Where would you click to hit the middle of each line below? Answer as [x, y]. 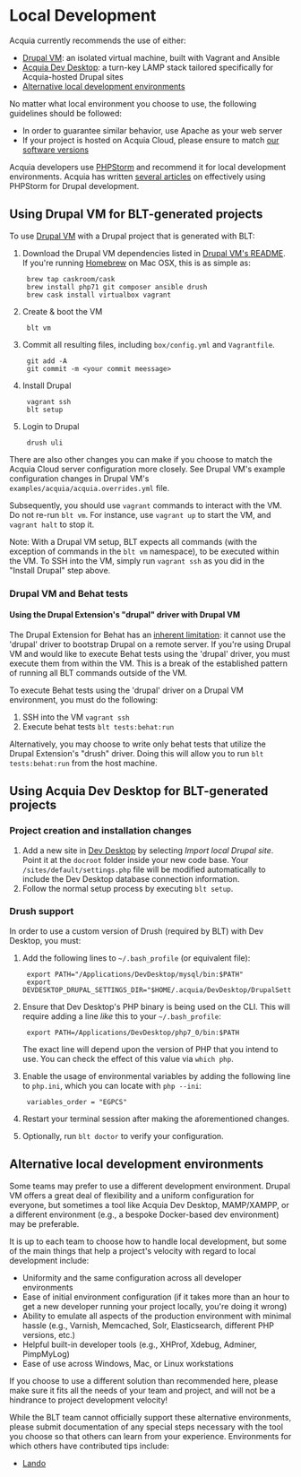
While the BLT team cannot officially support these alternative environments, [150, 1417]
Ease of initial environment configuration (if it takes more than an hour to [156, 1297]
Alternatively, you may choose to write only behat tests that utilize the [138, 744]
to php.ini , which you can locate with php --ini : [112, 1085]
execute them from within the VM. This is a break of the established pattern [149, 663]
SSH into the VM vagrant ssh [76, 717]
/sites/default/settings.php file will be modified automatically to [144, 869]
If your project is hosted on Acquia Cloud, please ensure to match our [150, 140]
